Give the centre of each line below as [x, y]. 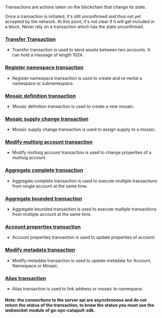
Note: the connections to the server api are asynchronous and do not [76, 300]
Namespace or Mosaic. [35, 266]
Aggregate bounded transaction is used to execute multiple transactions [84, 209]
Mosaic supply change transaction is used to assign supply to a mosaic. [84, 129]
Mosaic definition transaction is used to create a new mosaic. [73, 106]
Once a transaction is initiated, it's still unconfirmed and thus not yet [73, 16]
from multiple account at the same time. [52, 214]
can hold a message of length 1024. [48, 55]
